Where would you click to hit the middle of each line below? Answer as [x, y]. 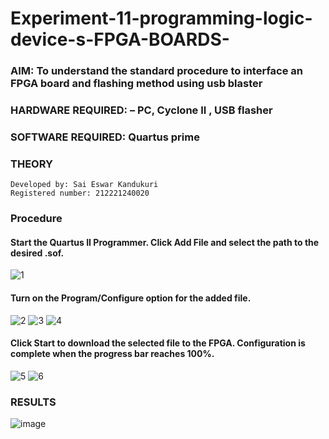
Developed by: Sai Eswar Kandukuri [84, 185]
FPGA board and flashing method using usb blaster [136, 84]
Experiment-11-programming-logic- [161, 18]
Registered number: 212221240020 [80, 193]
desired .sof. [37, 253]
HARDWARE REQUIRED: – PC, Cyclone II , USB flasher [141, 110]
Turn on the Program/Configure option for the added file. [131, 298]
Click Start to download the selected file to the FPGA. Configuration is [158, 343]
